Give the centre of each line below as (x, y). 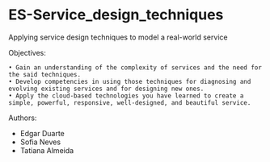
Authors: (23, 118)
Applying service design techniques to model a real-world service (118, 37)
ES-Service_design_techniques (116, 15)
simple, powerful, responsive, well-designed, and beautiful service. (130, 102)
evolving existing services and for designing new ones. (106, 89)
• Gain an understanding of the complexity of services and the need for (135, 67)
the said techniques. (45, 74)
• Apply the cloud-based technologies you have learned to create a (126, 96)
